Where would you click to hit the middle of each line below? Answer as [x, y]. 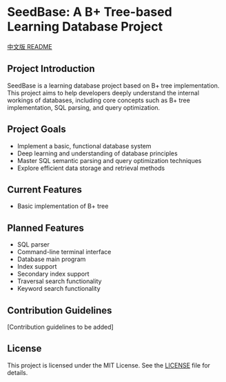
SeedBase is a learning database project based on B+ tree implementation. [113, 85]
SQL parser [33, 245]
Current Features [45, 190]
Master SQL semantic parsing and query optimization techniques [109, 160]
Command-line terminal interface [64, 252]
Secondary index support [53, 274]
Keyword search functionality [59, 289]
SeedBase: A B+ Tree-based [90, 12]
